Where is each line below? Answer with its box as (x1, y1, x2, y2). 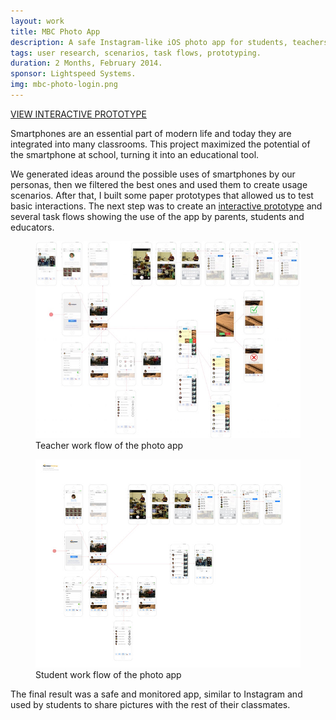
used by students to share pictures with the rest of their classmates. (10, 699, 291, 711)
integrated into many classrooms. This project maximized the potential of (10, 138, 311, 150)
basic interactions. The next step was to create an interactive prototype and (10, 200, 323, 212)
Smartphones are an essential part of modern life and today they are (10, 127, 292, 139)
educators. (10, 221, 55, 233)
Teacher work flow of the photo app (35, 440, 184, 452)
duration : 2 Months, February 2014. (10, 58, 163, 69)
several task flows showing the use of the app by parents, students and (10, 210, 305, 222)
